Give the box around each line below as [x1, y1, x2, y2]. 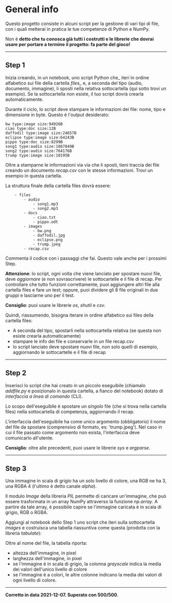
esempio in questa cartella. [5, 172, 62, 178]
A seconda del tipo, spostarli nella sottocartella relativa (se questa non [12, 327, 161, 333]
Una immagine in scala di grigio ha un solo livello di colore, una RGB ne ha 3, [5, 478, 167, 484]
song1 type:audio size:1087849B [5, 144, 74, 149]
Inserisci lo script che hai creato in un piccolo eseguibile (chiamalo [5, 382, 146, 388]
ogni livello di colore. [12, 577, 57, 584]
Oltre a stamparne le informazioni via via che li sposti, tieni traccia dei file [5, 162, 160, 168]
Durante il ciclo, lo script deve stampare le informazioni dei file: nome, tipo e [5, 106, 166, 112]
